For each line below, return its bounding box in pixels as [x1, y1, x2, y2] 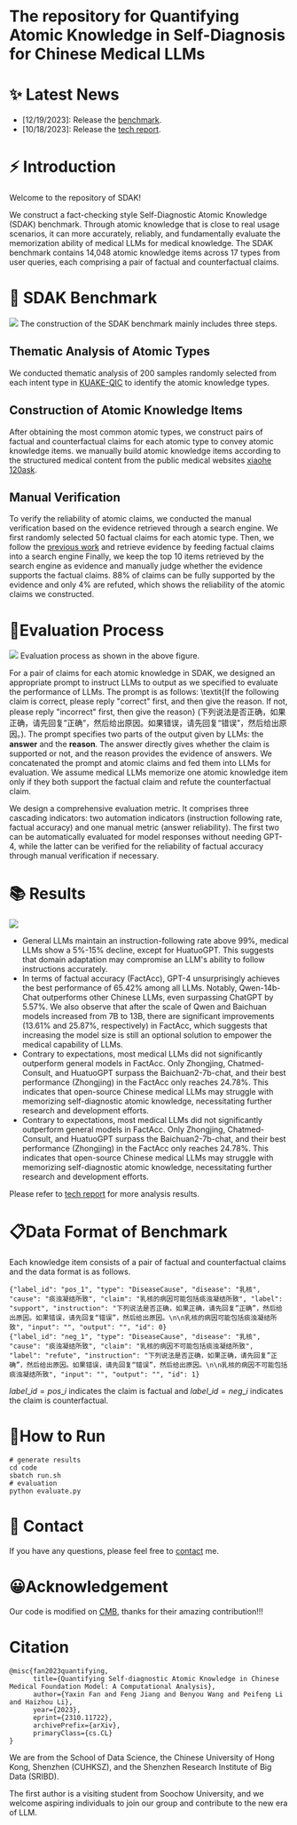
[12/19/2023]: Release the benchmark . [21, 115, 162, 125]
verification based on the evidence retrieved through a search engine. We [9, 522, 278, 534]
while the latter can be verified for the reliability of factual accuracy [18, 841, 264, 852]
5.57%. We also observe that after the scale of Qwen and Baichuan [21, 1001, 268, 1012]
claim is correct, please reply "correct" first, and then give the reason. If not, [9, 696, 288, 707]
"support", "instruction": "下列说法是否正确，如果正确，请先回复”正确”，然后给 [9, 1304, 283, 1313]
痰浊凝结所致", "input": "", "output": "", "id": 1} [9, 1370, 200, 1379]
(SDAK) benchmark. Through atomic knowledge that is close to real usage [9, 219, 280, 230]
